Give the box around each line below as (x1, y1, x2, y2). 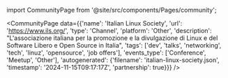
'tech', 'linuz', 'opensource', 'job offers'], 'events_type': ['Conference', (6, 48, 206, 57)
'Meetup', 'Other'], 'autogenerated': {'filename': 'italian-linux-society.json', (6, 56, 220, 64)
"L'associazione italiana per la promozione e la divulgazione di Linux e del (6, 34, 218, 42)
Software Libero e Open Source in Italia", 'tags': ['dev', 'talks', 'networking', (6, 41, 222, 49)
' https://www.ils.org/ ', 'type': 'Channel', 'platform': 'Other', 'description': (6, 27, 212, 35)
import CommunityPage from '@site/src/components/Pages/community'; (6, 6, 217, 14)
